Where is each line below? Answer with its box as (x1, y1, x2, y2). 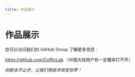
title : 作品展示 (5, 7, 35, 12)
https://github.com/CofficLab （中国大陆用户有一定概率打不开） (5, 57, 133, 62)
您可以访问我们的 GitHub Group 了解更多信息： (5, 46, 99, 52)
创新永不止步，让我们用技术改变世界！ (5, 67, 82, 73)
